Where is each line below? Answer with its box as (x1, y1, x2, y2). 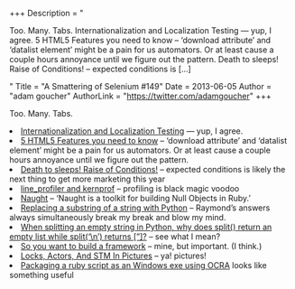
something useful (9, 270, 74, 280)
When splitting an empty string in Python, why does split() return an (21, 221, 272, 232)
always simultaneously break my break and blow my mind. (9, 212, 226, 222)
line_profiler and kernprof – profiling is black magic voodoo (21, 183, 240, 193)
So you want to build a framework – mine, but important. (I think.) (21, 241, 263, 251)
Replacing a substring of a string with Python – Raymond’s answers (21, 202, 271, 213)
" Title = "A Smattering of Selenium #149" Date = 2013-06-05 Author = (9, 81, 272, 91)
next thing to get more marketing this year (9, 173, 165, 184)
